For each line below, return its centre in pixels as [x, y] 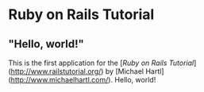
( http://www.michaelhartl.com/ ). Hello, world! [82, 80]
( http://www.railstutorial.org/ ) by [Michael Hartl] [86, 71]
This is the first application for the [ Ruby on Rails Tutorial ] [102, 63]
